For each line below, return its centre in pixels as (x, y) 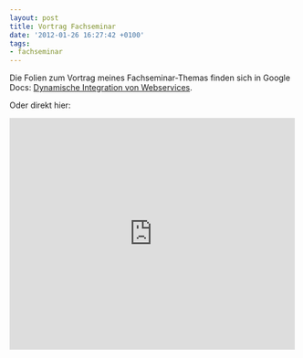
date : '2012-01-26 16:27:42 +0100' (77, 35)
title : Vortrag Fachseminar (63, 26)
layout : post (34, 18)
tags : (20, 43)
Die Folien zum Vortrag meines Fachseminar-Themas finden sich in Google (150, 78)
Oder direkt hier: (40, 105)
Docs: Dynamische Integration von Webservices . (101, 88)
